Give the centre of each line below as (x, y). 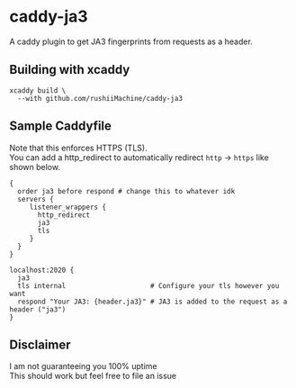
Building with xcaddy (70, 70)
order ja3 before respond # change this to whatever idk (126, 191)
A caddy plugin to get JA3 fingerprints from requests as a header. (131, 41)
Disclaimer (40, 344)
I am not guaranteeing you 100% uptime (83, 366)
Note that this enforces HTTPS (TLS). (78, 148)
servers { (36, 199)
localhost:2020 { (42, 270)
